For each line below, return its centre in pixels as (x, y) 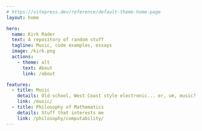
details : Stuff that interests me (60, 113)
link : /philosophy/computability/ (60, 118)
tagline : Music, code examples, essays (62, 45)
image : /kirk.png (34, 51)
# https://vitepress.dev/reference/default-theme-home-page (84, 12)
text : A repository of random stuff (58, 40)
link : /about (39, 73)
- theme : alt (34, 62)
